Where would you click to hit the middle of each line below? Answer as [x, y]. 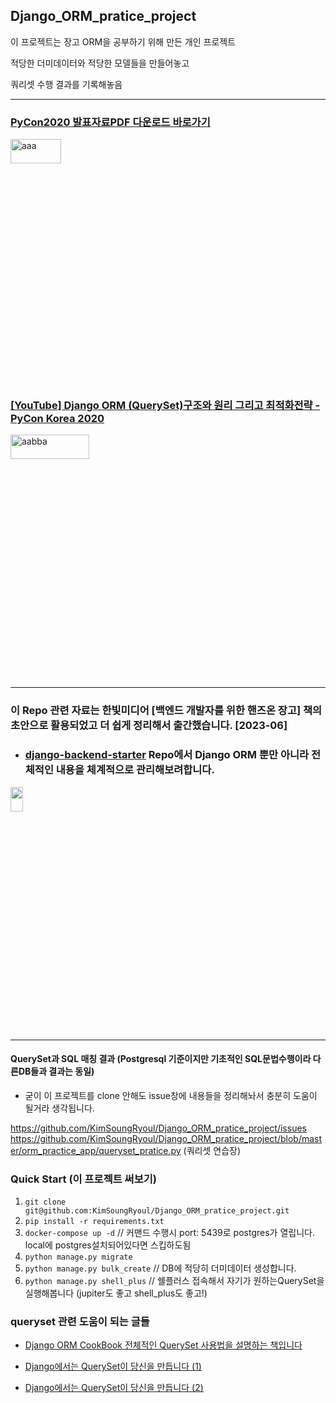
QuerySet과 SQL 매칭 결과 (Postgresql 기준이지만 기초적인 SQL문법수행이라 [161, 1059]
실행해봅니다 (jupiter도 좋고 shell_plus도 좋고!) [116, 1293]
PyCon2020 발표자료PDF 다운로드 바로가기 [110, 122]
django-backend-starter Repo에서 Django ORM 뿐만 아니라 [167, 755]
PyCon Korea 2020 [57, 419]
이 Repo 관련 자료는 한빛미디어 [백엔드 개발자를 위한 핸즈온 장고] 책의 [166, 711]
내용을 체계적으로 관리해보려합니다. [135, 770]
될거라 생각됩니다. [59, 1108]
